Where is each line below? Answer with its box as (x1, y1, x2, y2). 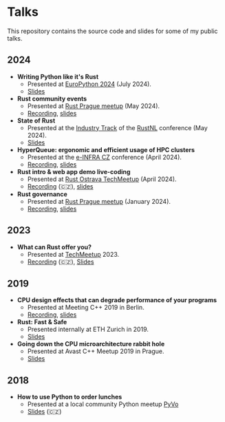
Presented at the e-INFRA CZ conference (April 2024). (27, 153, 182, 161)
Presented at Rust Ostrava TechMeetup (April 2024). (27, 175, 177, 183)
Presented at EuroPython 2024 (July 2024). (27, 80, 151, 88)
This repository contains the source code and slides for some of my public (7, 27, 218, 35)
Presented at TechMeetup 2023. (27, 250, 120, 258)
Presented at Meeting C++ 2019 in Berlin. (27, 304, 144, 312)
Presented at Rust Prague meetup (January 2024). (27, 197, 171, 205)
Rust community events (17, 94, 87, 103)
